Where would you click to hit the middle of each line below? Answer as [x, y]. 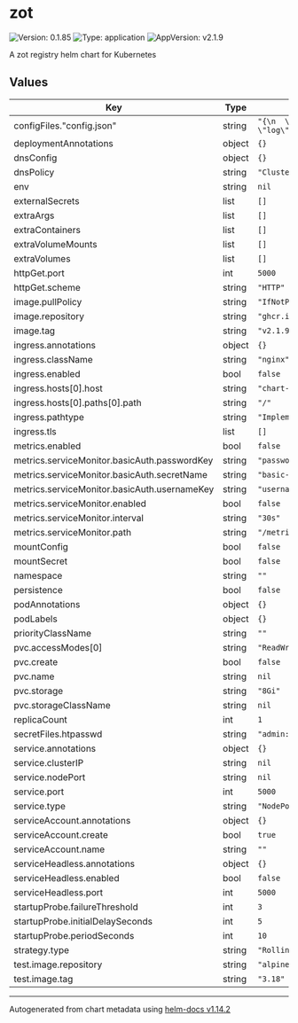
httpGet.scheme [47, 287]
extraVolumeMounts [55, 244]
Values [29, 82]
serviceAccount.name [59, 849]
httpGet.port [39, 273]
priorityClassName [52, 633]
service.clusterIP [49, 762]
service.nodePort [50, 777]
